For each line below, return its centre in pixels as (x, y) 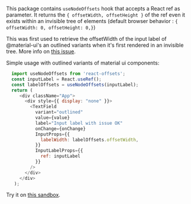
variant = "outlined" (59, 112)
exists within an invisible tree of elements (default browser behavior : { (92, 21)
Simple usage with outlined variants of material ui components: (83, 63)
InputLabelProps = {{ (59, 151)
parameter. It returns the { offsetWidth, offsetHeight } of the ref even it (96, 15)
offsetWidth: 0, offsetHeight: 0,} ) (51, 27)
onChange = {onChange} (60, 129)
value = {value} (52, 118)
